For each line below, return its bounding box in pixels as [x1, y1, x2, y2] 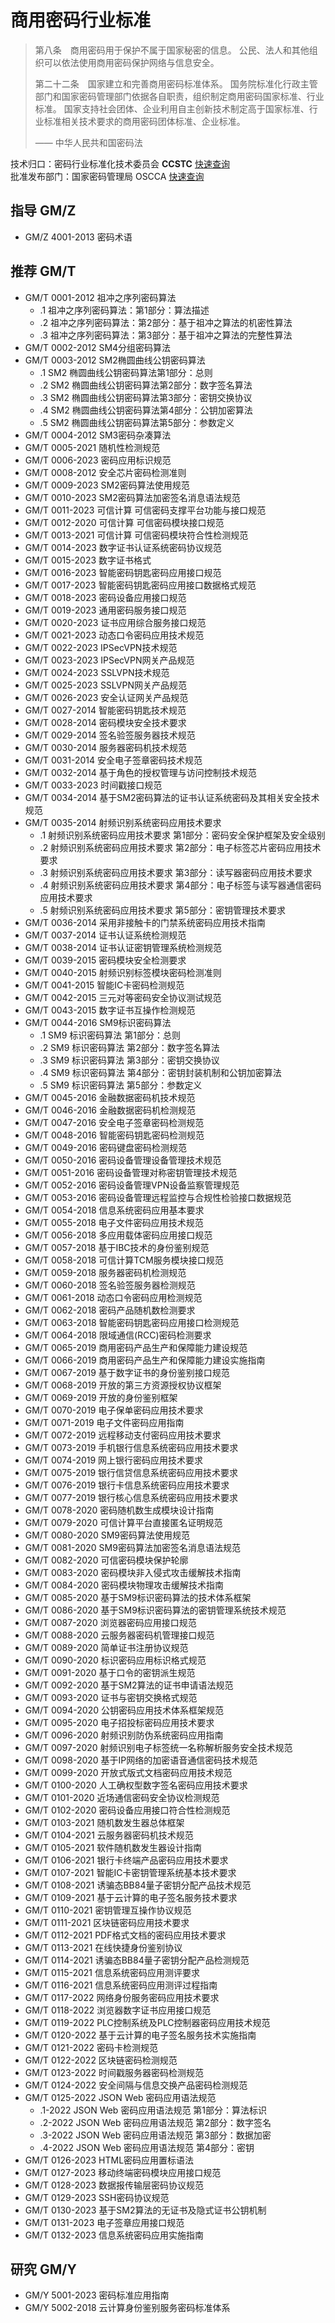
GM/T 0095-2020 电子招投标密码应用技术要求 [24, 1716, 215, 1728]
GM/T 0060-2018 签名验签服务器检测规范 [24, 1279, 196, 1291]
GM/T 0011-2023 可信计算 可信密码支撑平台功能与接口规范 [24, 504, 267, 516]
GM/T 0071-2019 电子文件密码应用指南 [24, 1416, 185, 1428]
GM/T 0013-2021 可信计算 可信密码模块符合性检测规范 [24, 529, 249, 541]
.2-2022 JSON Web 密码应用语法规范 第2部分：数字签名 [39, 2116, 272, 2128]
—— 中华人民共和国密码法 [34, 136, 143, 148]
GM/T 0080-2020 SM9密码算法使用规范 [24, 1529, 191, 1541]
